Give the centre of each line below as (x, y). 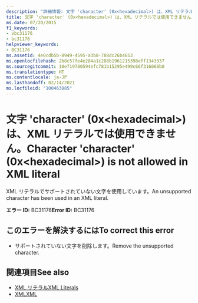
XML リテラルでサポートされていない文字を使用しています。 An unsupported (99, 191)
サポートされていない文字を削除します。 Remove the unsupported (94, 246)
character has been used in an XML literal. (57, 197)
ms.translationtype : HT (35, 72)
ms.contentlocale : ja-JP (37, 77)
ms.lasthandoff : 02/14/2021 (41, 83)
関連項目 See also (38, 273)
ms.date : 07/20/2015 (32, 22)
